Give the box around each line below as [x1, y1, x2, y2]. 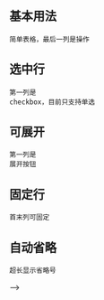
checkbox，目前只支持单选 [9, 98, 96, 107]
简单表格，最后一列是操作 [9, 34, 90, 43]
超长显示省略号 [9, 266, 56, 276]
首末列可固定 [9, 213, 50, 222]
